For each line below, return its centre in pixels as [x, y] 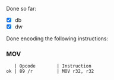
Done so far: [21, 9]
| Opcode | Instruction [53, 66]
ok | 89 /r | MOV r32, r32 [50, 71]
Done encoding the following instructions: [57, 39]
